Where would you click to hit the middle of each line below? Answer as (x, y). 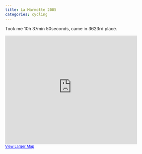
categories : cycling (27, 14)
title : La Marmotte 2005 (31, 10)
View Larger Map (20, 146)
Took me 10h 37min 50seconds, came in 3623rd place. (61, 28)
